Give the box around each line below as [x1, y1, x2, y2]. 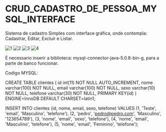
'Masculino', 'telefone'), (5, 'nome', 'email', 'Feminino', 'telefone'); [5, 121, 139, 127]
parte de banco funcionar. [5, 60, 59, 66]
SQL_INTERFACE [5, 13, 76, 25]
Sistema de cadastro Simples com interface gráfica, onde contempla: [5, 30, 148, 36]
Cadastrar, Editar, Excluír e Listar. [5, 35, 73, 41]
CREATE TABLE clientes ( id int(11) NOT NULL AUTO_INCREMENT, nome [5, 79, 153, 85]
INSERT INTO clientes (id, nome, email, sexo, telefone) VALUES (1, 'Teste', [5, 105, 157, 111]
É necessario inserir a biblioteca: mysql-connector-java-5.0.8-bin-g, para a [5, 54, 160, 60]
